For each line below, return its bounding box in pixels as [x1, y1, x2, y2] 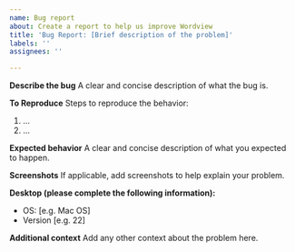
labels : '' [9, 38, 51, 48]
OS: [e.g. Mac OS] [22, 206, 91, 217]
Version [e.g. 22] [22, 215, 86, 226]
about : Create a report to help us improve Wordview [9, 22, 213, 31]
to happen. [9, 152, 50, 164]
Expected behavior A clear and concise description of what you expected [9, 143, 287, 154]
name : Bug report [9, 13, 75, 23]
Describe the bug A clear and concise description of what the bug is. [9, 80, 269, 91]
